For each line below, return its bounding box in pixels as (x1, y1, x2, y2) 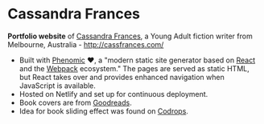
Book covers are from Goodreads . (19, 98, 132, 107)
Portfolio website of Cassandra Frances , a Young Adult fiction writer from (7, 31, 253, 41)
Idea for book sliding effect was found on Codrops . (19, 106, 188, 116)
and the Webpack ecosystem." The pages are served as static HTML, (19, 63, 250, 73)
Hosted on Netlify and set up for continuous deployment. (19, 89, 208, 98)
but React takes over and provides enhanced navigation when (19, 72, 225, 82)
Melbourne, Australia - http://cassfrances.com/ (7, 39, 164, 49)
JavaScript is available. (19, 81, 96, 90)
